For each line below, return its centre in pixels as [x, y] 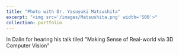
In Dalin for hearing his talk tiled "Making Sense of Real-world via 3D [90, 40]
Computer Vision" [28, 46]
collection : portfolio [34, 22]
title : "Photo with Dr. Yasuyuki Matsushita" [63, 12]
